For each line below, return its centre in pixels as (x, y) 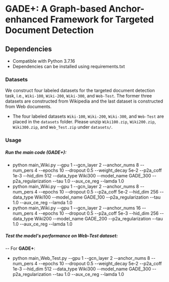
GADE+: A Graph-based (56, 9)
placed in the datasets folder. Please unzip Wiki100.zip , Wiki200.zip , (84, 122)
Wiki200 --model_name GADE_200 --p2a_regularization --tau (99, 219)
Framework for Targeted (102, 19)
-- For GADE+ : (20, 249)
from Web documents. (29, 107)
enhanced (27, 19)
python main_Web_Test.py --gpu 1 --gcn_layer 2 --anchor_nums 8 (81, 258)
